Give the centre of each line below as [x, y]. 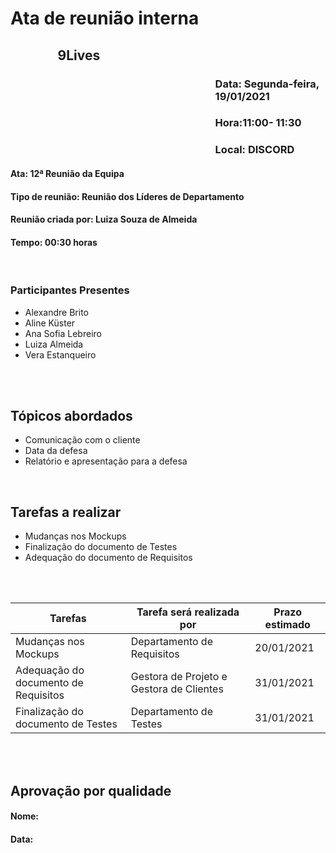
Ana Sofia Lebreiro [63, 333]
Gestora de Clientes [177, 689]
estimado [287, 625]
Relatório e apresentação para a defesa [106, 461]
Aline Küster [50, 323]
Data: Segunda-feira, [267, 84]
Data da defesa [56, 451]
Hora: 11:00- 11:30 [258, 123]
